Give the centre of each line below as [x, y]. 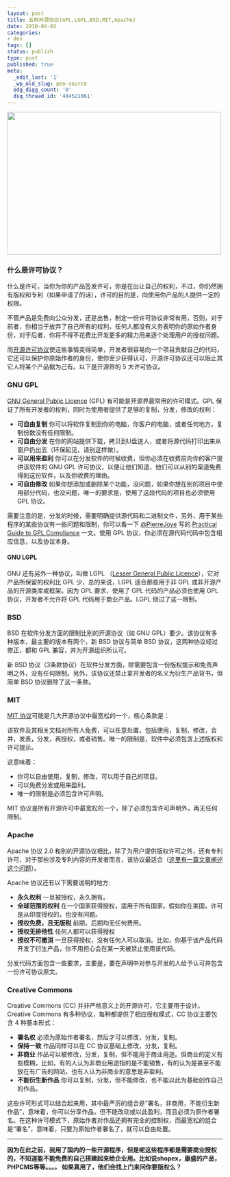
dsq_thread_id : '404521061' [53, 97]
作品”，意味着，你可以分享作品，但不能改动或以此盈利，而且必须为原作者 [111, 1111]
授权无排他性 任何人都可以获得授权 [66, 931]
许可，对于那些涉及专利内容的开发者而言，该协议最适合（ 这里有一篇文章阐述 [115, 859]
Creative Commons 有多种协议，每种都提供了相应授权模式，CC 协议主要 [109, 1014]
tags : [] [20, 45]
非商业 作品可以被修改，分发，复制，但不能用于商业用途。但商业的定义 [117, 1054]
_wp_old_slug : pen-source [50, 84]
